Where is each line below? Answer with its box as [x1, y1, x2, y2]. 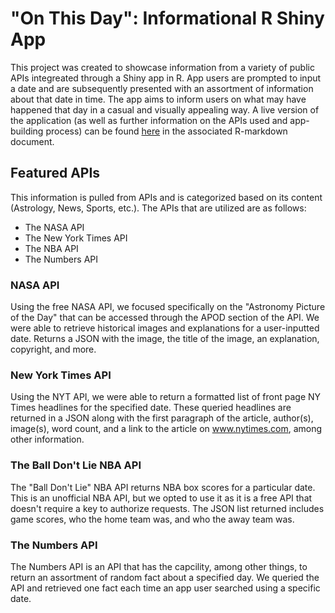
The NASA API [24, 221, 85, 233]
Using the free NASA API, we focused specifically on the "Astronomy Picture [10, 301, 326, 313]
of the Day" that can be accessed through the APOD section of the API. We [10, 312, 320, 324]
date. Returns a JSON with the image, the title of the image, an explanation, [10, 333, 320, 345]
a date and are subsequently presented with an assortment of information [10, 82, 314, 94]
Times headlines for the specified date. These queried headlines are [10, 402, 292, 414]
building [10, 125, 44, 137]
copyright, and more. [10, 343, 97, 356]
